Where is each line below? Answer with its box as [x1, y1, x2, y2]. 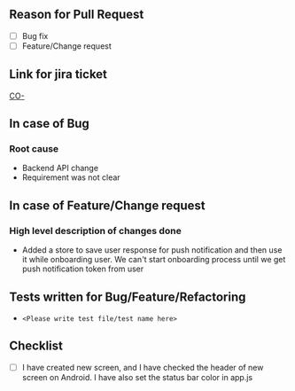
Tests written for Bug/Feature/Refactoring [9, 289, 246, 304]
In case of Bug [9, 116, 90, 131]
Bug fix [21, 30, 49, 41]
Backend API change [21, 163, 99, 174]
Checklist [9, 339, 64, 354]
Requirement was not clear [21, 172, 121, 183]
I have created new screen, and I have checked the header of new [21, 362, 264, 372]
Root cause [9, 143, 59, 155]
